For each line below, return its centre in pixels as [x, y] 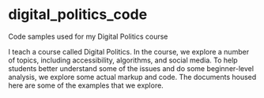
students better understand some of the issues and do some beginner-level [131, 68]
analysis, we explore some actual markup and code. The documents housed [132, 77]
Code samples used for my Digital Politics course [88, 36]
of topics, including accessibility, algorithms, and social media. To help [123, 60]
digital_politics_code [78, 15]
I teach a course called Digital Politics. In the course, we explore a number [129, 51]
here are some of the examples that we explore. [86, 85]
